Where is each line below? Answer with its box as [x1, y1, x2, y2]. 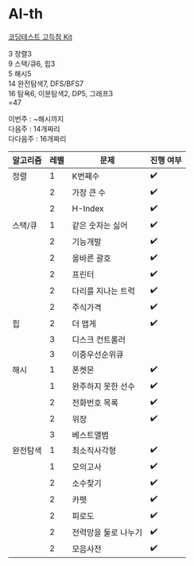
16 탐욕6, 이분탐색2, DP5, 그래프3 [8, 88, 114, 98]
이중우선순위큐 [72, 349, 124, 360]
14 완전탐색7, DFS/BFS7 [8, 79, 84, 88]
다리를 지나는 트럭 [72, 285, 135, 297]
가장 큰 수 [72, 188, 106, 199]
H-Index [72, 204, 104, 215]
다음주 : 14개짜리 [8, 124, 60, 134]
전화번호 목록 [72, 397, 118, 409]
